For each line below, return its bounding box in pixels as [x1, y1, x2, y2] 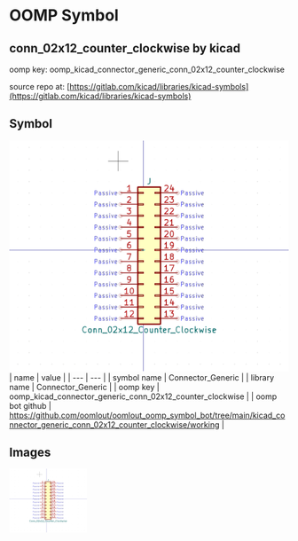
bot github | [9, 400, 51, 411]
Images [9, 445, 51, 459]
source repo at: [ [9, 82, 70, 91]
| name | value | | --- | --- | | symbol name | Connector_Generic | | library [9, 372, 275, 382]
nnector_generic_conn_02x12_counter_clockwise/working [9, 419, 220, 430]
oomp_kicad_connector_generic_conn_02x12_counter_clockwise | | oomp [9, 391, 278, 402]
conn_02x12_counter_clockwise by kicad [9, 41, 241, 56]
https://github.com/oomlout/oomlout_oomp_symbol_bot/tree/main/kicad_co [9, 410, 286, 420]
